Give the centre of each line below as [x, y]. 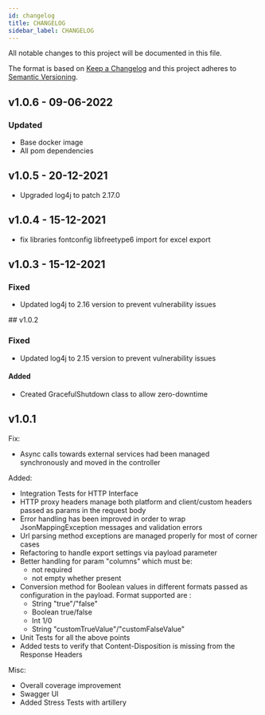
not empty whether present [76, 578]
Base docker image [51, 142]
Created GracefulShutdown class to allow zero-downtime [114, 394]
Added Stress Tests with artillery [73, 702]
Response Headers [51, 654]
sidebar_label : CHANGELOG [51, 30]
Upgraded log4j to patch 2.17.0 [70, 195]
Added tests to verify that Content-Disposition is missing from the [127, 646]
